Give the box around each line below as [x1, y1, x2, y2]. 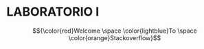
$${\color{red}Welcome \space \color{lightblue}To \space [32, 27, 197, 35]
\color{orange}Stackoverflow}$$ [68, 33, 161, 42]
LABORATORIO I [6, 4, 100, 20]
